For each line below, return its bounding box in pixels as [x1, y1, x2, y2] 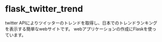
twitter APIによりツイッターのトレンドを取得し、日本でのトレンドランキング [5, 20, 158, 26]
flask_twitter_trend [5, 3, 83, 14]
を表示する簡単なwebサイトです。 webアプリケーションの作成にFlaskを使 [5, 26, 152, 32]
